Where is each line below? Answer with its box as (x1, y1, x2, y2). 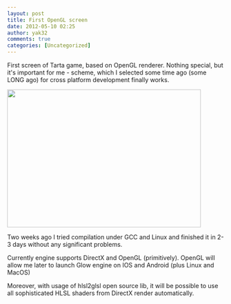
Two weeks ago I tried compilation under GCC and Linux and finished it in (7, 233, 216, 241)
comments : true (7, 36, 51, 43)
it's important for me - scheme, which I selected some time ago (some (7, 68, 207, 77)
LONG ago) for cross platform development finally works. (7, 76, 170, 83)
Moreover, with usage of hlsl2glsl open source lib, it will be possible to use (7, 282, 219, 290)
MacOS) (7, 268, 31, 276)
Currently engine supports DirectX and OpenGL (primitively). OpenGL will (7, 254, 215, 262)
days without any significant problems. (12, 241, 123, 248)
